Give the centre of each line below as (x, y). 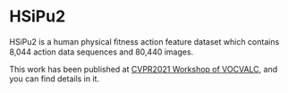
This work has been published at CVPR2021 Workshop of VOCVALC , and (144, 69)
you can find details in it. (55, 79)
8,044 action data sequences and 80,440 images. (102, 52)
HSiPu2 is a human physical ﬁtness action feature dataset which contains (144, 41)
